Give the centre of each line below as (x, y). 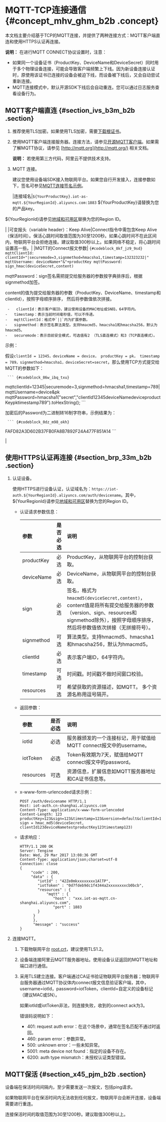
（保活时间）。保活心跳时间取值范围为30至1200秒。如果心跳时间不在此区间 (81, 236)
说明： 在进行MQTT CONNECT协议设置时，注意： (56, 52)
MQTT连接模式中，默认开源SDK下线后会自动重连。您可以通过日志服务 (84, 87)
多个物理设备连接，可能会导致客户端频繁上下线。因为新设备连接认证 (86, 69)
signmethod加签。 (24, 282)
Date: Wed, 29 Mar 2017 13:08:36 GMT (59, 855)
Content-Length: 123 (41, 814)
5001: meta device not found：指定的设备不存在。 (78, 1051)
